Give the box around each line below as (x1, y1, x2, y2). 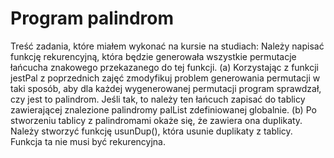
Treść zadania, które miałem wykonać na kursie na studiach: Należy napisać (10, 40, 325, 52)
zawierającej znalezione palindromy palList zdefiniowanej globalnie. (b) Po (10, 103, 317, 116)
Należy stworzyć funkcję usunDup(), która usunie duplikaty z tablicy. (10, 125, 293, 137)
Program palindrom (10, 7, 175, 30)
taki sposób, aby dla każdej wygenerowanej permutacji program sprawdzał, (10, 82, 322, 94)
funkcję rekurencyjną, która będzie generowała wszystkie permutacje (10, 50, 297, 62)
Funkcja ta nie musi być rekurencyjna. (10, 135, 166, 147)
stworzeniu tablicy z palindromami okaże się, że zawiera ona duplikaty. (10, 114, 303, 126)
